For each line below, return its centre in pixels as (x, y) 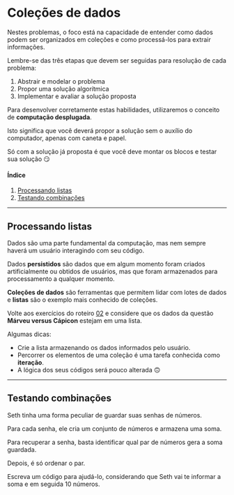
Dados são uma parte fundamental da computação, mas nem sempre (107, 243)
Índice (16, 175)
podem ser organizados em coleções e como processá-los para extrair (109, 39)
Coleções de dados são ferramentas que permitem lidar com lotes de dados (117, 292)
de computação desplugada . (49, 117)
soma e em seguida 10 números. (54, 484)
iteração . (30, 362)
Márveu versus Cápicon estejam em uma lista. (75, 320)
